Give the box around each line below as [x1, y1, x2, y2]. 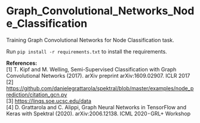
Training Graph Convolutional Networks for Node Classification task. [6, 36, 174, 43]
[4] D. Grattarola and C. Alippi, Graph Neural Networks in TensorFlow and [6, 103, 187, 111]
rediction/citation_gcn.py [6, 91, 67, 98]
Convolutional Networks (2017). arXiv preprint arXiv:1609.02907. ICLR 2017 [6, 72, 190, 79]
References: [6, 59, 38, 67]
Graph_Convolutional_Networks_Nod [6, 4, 195, 18]
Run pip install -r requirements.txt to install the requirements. [6, 48, 167, 55]
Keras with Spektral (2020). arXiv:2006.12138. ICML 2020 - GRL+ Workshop [6, 110, 191, 117]
